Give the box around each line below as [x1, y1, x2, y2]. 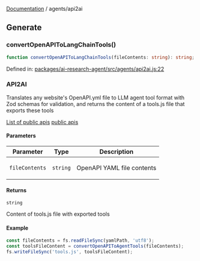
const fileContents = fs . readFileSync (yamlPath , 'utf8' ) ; [6, 237, 154, 244]
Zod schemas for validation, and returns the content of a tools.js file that [6, 100, 185, 107]
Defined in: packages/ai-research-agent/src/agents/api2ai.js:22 [6, 65, 165, 72]
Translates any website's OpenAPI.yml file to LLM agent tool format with [6, 93, 185, 101]
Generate [6, 22, 42, 33]
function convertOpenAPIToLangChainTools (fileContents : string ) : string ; [6, 54, 195, 60]
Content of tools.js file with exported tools [6, 210, 110, 218]
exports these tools [6, 107, 54, 114]
